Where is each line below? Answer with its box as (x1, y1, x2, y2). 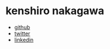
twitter (14, 30, 30, 37)
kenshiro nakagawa (5, 4, 105, 18)
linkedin (14, 36, 34, 43)
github (14, 24, 30, 31)
